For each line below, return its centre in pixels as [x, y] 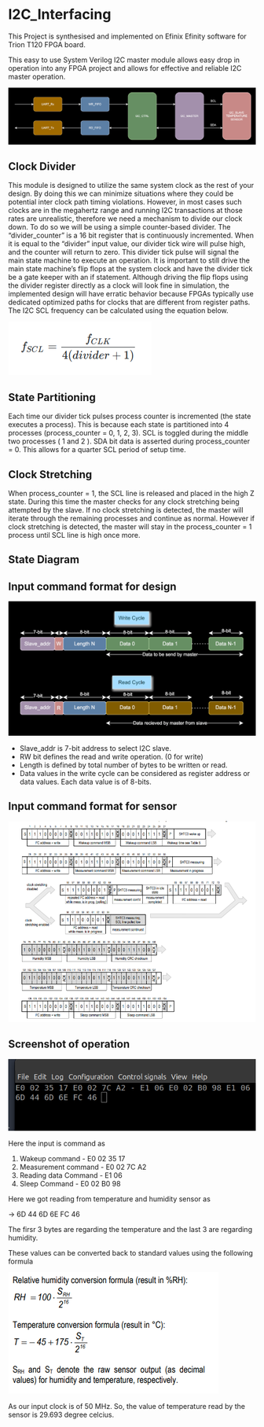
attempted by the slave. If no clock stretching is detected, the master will [126, 510]
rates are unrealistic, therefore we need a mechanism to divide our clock [125, 219]
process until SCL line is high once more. [74, 535]
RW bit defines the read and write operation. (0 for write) [112, 756]
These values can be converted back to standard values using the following [131, 1252]
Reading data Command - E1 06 [71, 1175]
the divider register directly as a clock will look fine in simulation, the [119, 285]
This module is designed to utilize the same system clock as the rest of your [131, 186]
